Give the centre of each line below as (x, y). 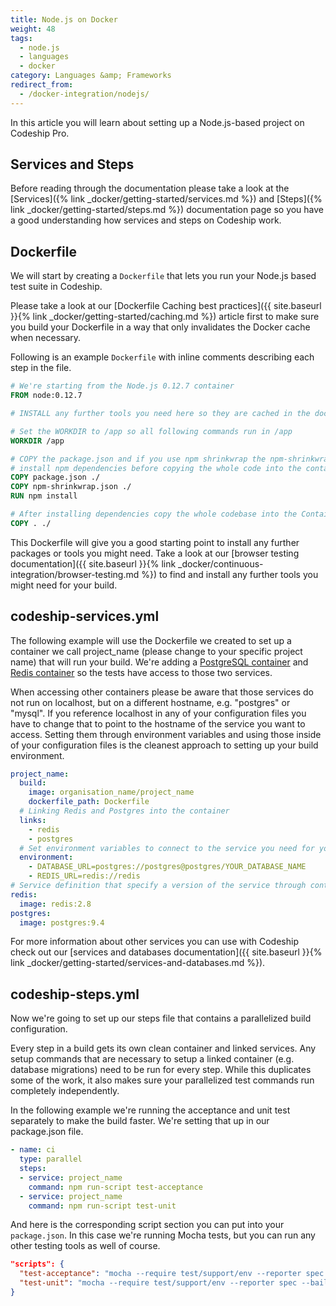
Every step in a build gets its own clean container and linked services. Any (163, 1048)
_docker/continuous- (221, 563)
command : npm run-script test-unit (102, 1206)
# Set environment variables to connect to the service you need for (167, 848)
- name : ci (33, 1150)
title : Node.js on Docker (64, 19)
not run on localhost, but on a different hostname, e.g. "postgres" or (150, 702)
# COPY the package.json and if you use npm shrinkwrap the (138, 459)
